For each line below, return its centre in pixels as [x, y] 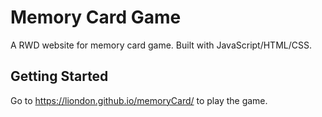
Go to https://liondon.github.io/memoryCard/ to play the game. [139, 100]
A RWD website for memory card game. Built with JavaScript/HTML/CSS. [161, 45]
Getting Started [59, 76]
